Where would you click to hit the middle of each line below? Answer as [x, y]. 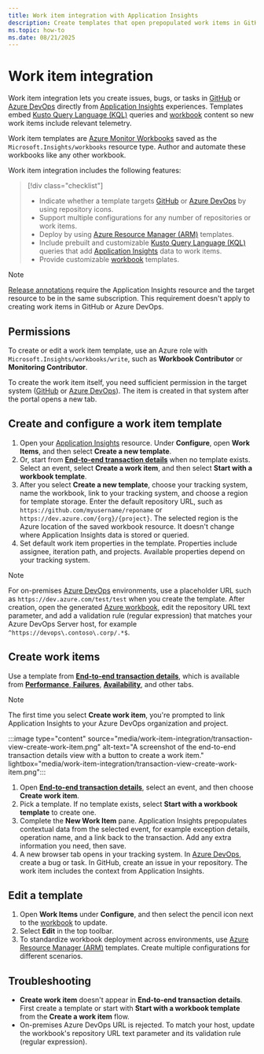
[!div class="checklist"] [65, 186]
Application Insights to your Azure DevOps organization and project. [118, 723]
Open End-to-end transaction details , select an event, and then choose [136, 787]
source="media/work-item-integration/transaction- [170, 738]
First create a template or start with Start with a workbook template [130, 1008]
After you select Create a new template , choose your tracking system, [134, 484]
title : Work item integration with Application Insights [103, 15]
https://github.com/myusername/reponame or [91, 509]
